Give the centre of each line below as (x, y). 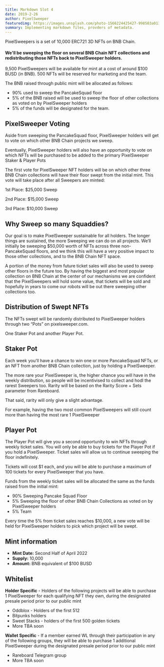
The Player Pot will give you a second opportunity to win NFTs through (76, 442)
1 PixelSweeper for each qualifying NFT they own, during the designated (78, 596)
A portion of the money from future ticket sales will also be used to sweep (79, 266)
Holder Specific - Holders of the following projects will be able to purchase (81, 591)
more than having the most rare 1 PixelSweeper (52, 414)
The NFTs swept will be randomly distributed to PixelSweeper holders (75, 319)
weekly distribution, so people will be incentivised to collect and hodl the (78, 380)
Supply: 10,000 (28, 558)
